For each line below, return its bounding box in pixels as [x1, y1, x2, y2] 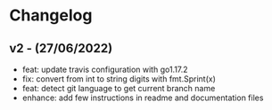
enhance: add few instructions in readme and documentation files [21, 92, 264, 103]
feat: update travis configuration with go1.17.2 [21, 64, 189, 75]
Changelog [9, 5, 93, 26]
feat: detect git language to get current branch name [21, 83, 216, 93]
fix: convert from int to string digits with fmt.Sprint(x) [21, 74, 217, 84]
